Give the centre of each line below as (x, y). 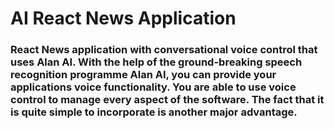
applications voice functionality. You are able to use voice (153, 87)
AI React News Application (123, 18)
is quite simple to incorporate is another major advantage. (154, 112)
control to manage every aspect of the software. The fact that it (167, 100)
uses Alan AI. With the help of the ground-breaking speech (156, 62)
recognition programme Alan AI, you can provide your (143, 75)
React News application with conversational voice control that (164, 50)
